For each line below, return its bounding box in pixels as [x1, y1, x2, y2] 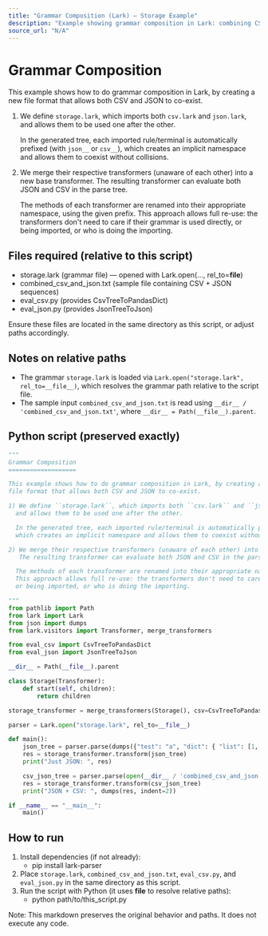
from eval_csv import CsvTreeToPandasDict [8, 641, 152, 649]
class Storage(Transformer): [8, 677, 105, 685]
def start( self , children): [22, 684, 116, 692]
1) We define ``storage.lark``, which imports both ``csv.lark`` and [8, 502, 245, 510]
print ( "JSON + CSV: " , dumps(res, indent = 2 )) [22, 787, 177, 795]
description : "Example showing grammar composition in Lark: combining [8, 19, 251, 27]
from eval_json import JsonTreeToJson [8, 648, 137, 656]
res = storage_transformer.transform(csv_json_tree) [22, 779, 202, 787]
